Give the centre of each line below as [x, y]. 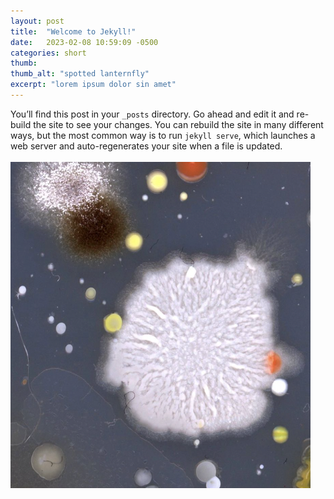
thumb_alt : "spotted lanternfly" [80, 74]
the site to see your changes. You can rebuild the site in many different [178, 124]
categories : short [48, 53]
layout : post [37, 21]
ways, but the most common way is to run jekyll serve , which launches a [163, 135]
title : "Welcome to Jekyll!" [73, 31]
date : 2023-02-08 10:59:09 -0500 [84, 42]
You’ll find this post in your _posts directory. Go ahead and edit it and [152, 114]
